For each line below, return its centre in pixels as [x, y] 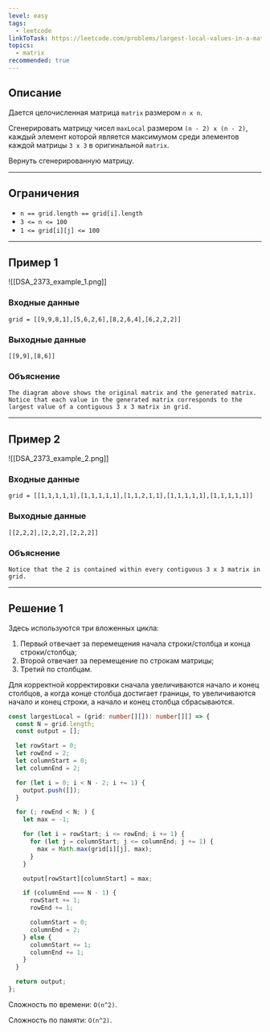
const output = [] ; [48, 732]
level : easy [28, 16]
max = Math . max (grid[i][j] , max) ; [95, 849]
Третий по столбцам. [56, 669]
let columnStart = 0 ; [52, 761]
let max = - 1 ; [46, 820]
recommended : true [39, 61]
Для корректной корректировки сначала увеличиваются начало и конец [134, 684]
